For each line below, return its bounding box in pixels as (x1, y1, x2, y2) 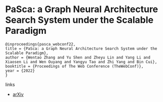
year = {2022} (5, 68, 35, 73)
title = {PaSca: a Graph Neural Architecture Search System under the (5, 46, 157, 51)
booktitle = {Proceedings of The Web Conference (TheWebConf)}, (5, 64, 144, 69)
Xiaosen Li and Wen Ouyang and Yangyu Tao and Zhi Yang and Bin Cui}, (5, 59, 157, 64)
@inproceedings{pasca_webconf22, (5, 41, 76, 46)
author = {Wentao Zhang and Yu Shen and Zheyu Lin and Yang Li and (5, 55, 151, 60)
